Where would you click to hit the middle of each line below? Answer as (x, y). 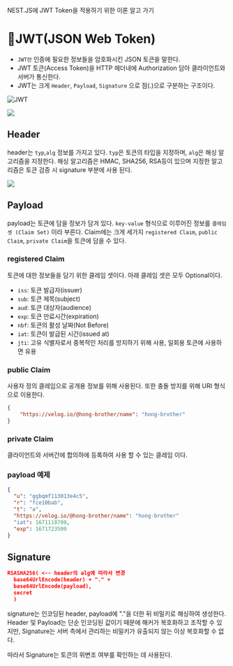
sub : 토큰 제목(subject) (49, 299)
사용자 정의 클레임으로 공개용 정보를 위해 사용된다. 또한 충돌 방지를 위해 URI (110, 386)
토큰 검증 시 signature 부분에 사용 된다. (79, 169)
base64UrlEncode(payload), (53, 586)
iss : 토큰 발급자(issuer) (50, 290)
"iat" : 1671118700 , (42, 522)
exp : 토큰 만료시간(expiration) (58, 316)
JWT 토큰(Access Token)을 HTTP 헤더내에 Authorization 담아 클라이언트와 (121, 68)
